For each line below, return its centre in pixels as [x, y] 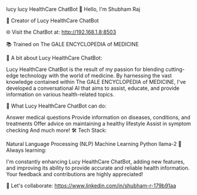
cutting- [175, 69]
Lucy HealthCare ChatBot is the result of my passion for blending [85, 69]
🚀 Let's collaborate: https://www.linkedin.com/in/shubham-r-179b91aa [91, 186]
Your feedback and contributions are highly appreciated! [75, 174]
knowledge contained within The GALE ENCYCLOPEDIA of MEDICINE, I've [96, 82]
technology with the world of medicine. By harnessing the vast [96, 76]
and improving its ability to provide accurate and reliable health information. [98, 168]
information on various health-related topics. [60, 94]
